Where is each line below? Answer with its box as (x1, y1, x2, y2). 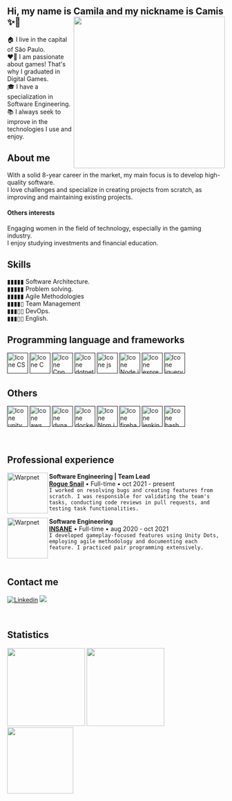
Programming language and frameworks (7, 334, 185, 346)
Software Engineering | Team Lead (49, 473, 151, 481)
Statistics (7, 629, 50, 641)
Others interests (7, 209, 55, 217)
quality (7, 178, 27, 186)
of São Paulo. (7, 45, 46, 53)
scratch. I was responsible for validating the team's (49, 493, 211, 500)
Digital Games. (7, 74, 49, 82)
